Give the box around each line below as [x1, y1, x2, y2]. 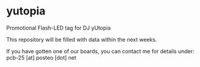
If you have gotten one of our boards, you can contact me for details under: [6, 47, 195, 55]
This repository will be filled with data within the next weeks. [6, 36, 158, 43]
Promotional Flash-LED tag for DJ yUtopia [6, 24, 111, 31]
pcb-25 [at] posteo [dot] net [6, 54, 77, 61]
